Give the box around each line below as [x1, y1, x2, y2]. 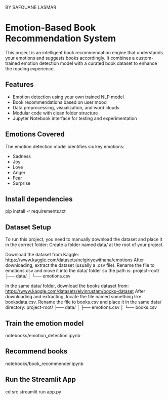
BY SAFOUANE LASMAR [5, 5, 57, 10]
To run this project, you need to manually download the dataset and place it [5, 236, 163, 243]
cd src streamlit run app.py [5, 388, 62, 394]
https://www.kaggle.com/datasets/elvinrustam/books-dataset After [5, 288, 146, 294]
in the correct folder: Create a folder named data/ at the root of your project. [5, 242, 164, 248]
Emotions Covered [5, 130, 65, 139]
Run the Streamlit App [5, 375, 76, 384]
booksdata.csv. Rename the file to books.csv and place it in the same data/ [5, 299, 162, 305]
